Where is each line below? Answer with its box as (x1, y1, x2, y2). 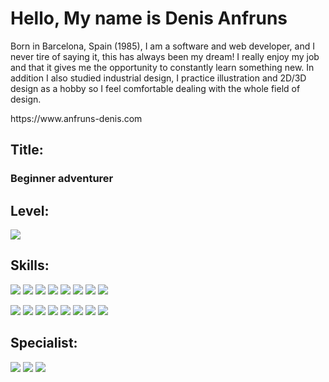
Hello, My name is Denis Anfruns (10, 7, 288, 30)
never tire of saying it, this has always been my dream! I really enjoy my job (10, 50, 320, 62)
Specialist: (10, 335, 78, 352)
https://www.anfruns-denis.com (10, 112, 143, 124)
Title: (10, 142, 44, 159)
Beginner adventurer (10, 172, 114, 186)
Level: (10, 202, 50, 219)
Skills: (10, 257, 50, 274)
